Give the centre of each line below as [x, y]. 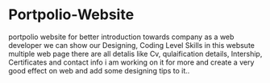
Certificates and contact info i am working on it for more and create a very [131, 62]
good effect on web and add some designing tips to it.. [99, 70]
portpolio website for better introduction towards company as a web [121, 37]
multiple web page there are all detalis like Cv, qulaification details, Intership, [135, 53]
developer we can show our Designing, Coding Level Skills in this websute [132, 45]
